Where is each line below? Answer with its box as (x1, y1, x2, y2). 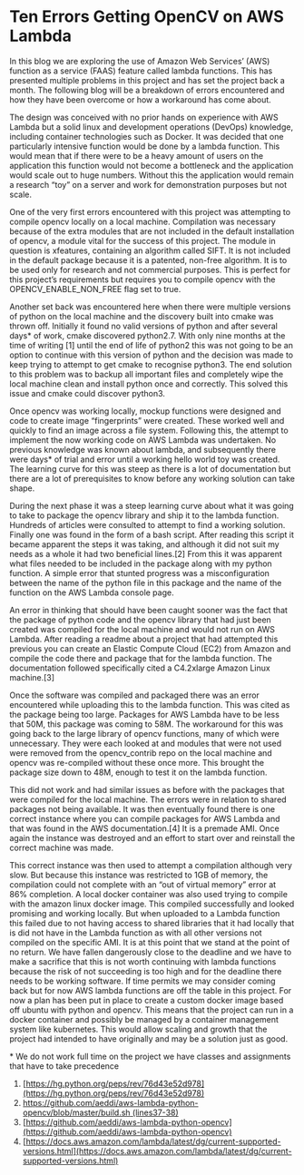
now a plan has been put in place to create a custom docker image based (9, 994, 284, 1005)
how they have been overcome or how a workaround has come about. (9, 93, 272, 105)
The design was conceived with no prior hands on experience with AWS (9, 112, 279, 122)
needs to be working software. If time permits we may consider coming (9, 975, 276, 986)
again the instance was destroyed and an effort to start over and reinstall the (9, 832, 296, 843)
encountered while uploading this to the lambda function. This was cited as (9, 699, 290, 710)
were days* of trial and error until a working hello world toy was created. (9, 454, 280, 465)
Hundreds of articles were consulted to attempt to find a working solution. (9, 519, 286, 530)
